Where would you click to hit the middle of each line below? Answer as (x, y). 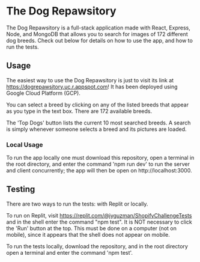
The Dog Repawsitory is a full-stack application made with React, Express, (98, 28)
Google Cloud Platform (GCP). (44, 93)
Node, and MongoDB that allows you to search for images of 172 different (97, 34)
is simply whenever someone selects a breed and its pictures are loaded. (96, 129)
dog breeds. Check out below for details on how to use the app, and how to (100, 40)
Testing (21, 190)
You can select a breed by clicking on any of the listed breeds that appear (98, 105)
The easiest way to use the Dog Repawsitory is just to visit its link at (90, 80)
